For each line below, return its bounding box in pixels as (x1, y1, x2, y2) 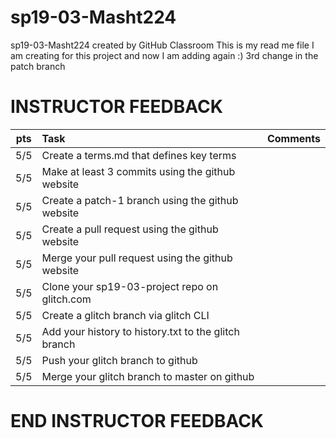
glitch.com (41, 292, 92, 306)
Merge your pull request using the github (41, 251, 233, 265)
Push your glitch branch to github (41, 353, 198, 367)
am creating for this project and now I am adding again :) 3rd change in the (10, 49, 319, 61)
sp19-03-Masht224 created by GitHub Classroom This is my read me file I (10, 39, 315, 51)
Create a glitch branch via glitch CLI (41, 308, 210, 322)
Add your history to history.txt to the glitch (41, 324, 240, 338)
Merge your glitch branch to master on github (41, 369, 255, 383)
